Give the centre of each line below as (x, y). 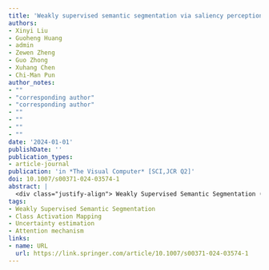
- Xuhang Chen (32, 68)
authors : (23, 23)
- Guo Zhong (28, 61)
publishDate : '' (35, 149)
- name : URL (28, 246)
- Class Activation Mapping (55, 216)
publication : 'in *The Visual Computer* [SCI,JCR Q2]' (102, 172)
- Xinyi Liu (28, 30)
